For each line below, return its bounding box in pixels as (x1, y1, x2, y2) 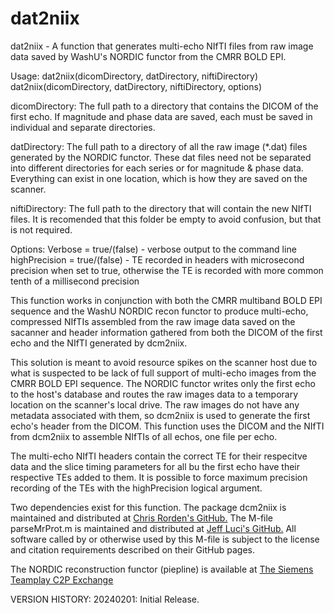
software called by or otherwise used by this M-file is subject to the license (10, 533, 320, 545)
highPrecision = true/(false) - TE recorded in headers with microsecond (10, 253, 305, 266)
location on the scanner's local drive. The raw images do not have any (10, 398, 300, 411)
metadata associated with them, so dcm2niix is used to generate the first (10, 409, 311, 421)
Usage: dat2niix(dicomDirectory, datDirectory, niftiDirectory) (10, 70, 259, 82)
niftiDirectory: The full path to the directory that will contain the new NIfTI (10, 202, 312, 214)
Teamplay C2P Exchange (10, 573, 114, 586)
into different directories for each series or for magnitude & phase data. (10, 162, 304, 174)
